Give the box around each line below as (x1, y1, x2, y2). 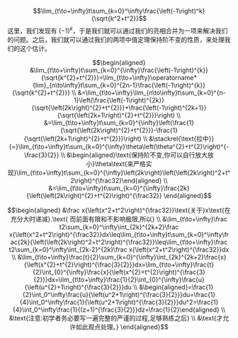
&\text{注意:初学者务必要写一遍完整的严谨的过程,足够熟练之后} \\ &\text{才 (8, 313, 223, 322)
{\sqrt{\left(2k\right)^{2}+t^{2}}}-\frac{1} (59, 126, 178, 134)
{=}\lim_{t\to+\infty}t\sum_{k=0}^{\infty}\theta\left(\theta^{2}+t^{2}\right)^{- (8, 142, 229, 151)
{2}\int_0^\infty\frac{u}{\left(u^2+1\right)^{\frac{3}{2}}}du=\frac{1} (22, 290, 216, 298)
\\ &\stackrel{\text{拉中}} (142, 134, 215, 143)
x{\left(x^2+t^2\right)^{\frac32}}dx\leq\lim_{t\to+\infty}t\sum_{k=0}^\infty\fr (8, 230, 229, 238)
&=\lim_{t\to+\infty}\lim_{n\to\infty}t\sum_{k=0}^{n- (77, 88, 227, 97)
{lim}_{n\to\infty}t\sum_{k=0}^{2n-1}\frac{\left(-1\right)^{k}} (33, 81, 205, 89)
